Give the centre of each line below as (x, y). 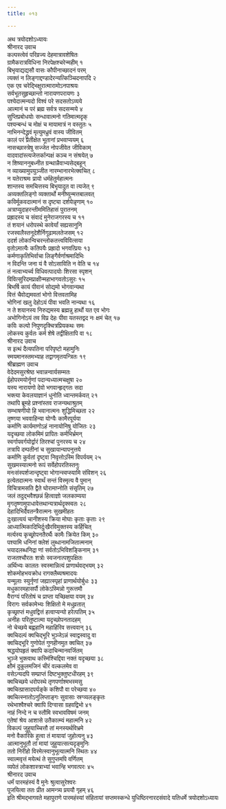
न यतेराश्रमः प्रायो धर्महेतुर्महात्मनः (40, 178)
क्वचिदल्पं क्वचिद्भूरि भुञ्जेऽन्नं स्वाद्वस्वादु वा (52, 635)
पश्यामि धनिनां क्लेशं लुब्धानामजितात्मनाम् (50, 542)
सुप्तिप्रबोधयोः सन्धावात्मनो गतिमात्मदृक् (47, 116)
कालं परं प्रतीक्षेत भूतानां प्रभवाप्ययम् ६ (46, 140)
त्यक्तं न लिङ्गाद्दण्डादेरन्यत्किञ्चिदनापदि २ (52, 78)
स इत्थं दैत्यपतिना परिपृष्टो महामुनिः (44, 349)
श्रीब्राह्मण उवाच (23, 364)
